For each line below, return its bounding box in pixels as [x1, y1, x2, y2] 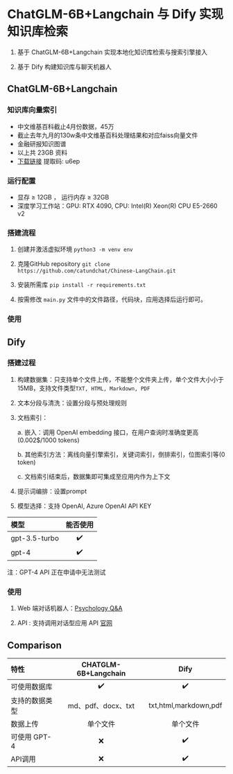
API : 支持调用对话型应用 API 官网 [17, 619, 113, 627]
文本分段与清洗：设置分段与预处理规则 [17, 398, 127, 407]
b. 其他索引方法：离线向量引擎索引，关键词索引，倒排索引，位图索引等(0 [17, 450, 225, 458]
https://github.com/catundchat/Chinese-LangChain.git [17, 267, 176, 274]
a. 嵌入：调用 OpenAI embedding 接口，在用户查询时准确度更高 [17, 428, 199, 437]
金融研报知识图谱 [17, 139, 67, 148]
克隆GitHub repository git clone [17, 260, 110, 268]
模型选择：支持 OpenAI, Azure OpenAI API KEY [17, 502, 152, 510]
